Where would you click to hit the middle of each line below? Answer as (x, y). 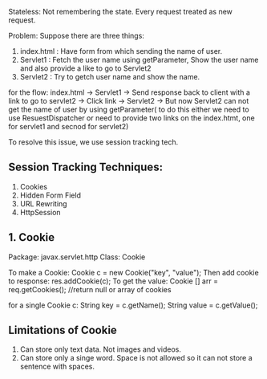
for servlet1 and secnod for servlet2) (69, 126)
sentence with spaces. (57, 367)
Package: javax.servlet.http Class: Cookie (77, 257)
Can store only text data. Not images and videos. (101, 349)
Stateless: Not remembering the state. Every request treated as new (120, 12)
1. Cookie (32, 237)
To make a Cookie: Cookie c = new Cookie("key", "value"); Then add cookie (133, 272)
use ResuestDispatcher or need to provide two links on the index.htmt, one (131, 118)
